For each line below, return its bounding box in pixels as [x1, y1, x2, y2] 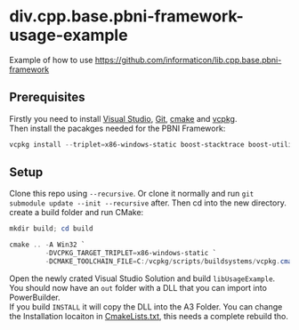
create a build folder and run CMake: [9, 207, 144, 218]
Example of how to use [9, 54, 93, 65]
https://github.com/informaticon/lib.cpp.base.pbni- [94, 54, 282, 65]
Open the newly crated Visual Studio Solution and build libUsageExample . [9, 273, 276, 284]
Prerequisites [9, 90, 85, 105]
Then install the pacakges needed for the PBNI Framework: [9, 123, 226, 133]
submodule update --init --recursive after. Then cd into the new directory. [9, 197, 287, 208]
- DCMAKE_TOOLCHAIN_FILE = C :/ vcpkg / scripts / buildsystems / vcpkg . [44, 257, 280, 266]
